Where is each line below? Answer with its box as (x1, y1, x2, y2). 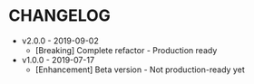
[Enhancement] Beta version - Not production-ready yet (34, 64, 246, 75)
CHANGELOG (8, 5, 111, 26)
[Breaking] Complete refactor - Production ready (34, 44, 218, 55)
